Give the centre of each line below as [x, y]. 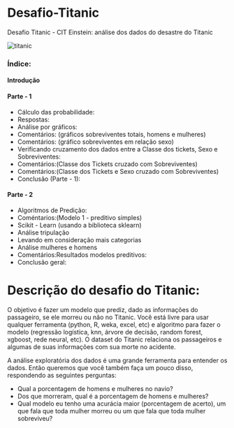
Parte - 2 [20, 195]
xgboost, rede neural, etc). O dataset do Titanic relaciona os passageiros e [115, 339]
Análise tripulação [43, 233]
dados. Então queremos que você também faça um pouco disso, [100, 367]
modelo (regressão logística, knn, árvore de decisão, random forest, [105, 332]
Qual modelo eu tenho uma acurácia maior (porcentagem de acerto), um [122, 404]
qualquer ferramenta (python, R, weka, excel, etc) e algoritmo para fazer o [114, 324]
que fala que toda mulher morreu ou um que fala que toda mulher [111, 411]
